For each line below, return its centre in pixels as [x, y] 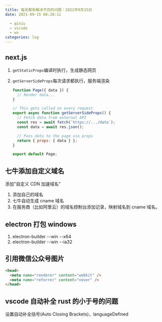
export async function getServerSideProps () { [62, 113]
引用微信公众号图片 [35, 259]
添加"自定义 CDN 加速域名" [33, 184]
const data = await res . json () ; [51, 127]
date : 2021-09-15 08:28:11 [33, 14]
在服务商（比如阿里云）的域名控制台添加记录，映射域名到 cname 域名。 [86, 207]
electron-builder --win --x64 [42, 236]
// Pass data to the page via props [55, 136]
